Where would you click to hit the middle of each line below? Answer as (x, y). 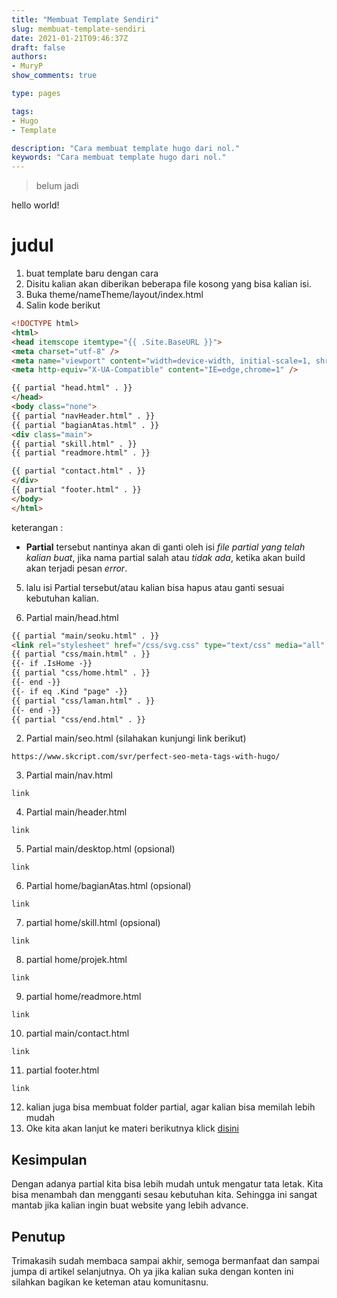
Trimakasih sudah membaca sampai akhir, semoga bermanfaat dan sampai (165, 1261)
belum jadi (57, 186)
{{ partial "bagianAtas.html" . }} (85, 425)
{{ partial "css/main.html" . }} (81, 654)
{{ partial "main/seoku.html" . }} (85, 636)
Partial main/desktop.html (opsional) (100, 849)
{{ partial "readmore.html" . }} (81, 453)
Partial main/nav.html (69, 775)
